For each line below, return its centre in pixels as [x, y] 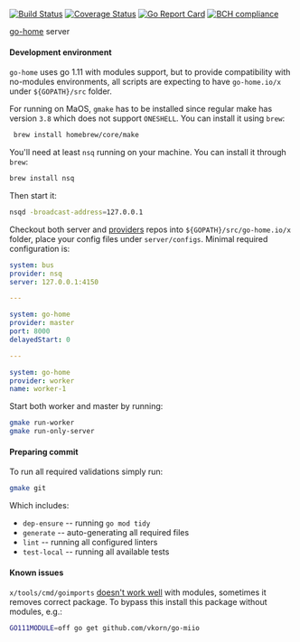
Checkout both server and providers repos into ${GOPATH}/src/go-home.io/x [150, 229]
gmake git [28, 488]
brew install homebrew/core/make [76, 135]
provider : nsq [36, 274]
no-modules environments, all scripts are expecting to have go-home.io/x [145, 82]
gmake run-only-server [52, 432]
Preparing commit [44, 451]
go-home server [40, 31]
